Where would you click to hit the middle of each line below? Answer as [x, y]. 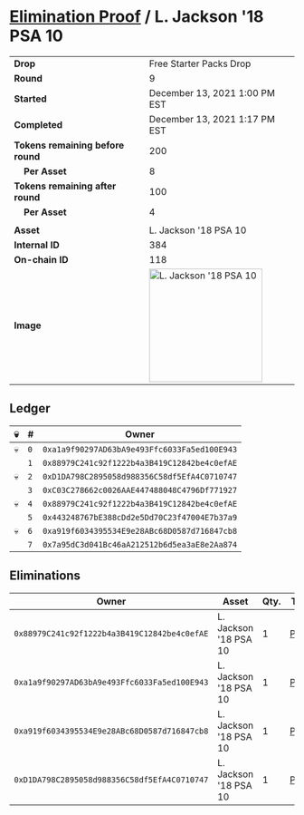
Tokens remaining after [65, 186]
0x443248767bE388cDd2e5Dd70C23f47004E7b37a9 [140, 517]
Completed [38, 124]
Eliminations [45, 576]
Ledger [30, 408]
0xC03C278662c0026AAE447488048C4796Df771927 [140, 490]
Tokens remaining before [69, 145]
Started [30, 99]
